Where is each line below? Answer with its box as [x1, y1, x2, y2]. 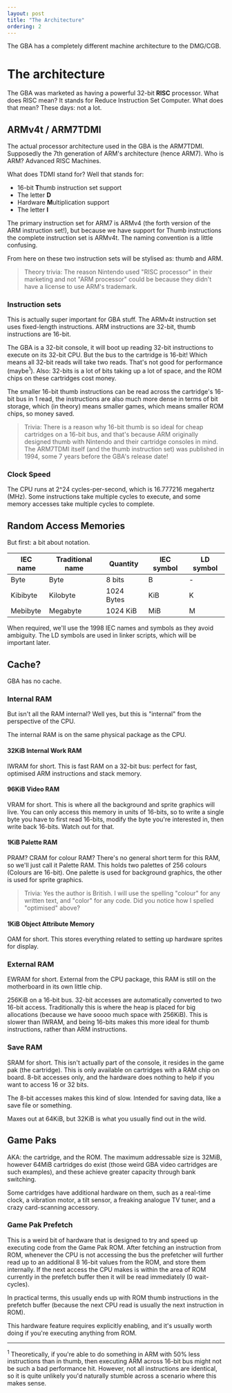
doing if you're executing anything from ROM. [7, 1329, 137, 1337]
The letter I [17, 205, 49, 214]
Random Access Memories [7, 520, 126, 532]
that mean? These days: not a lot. [7, 104, 102, 112]
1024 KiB [106, 606, 137, 616]
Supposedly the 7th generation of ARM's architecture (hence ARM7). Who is [7, 149, 224, 158]
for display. [7, 942, 39, 951]
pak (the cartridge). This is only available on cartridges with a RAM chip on [7, 1065, 220, 1074]
